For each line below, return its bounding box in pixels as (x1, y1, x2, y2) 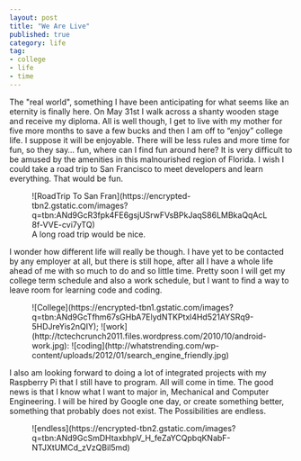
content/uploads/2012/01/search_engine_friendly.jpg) (31, 349, 229, 360)
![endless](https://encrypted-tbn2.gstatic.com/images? (31, 422, 236, 433)
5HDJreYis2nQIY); (31, 321, 99, 331)
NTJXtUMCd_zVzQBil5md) (31, 442, 130, 453)
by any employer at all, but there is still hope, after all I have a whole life (9, 256, 274, 267)
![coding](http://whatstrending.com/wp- (71, 339, 220, 351)
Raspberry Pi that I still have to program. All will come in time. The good (9, 376, 274, 387)
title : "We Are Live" (9, 22, 91, 31)
